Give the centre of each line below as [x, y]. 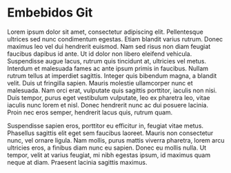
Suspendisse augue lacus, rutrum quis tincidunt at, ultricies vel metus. [107, 61]
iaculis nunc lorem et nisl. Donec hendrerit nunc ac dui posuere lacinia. [108, 105]
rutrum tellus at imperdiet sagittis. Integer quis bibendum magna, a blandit [112, 75]
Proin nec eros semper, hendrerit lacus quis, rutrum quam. [90, 112]
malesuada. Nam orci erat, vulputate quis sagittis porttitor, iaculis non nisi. [112, 90]
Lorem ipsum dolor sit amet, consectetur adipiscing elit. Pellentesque [105, 32]
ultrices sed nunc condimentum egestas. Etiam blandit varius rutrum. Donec [115, 39]
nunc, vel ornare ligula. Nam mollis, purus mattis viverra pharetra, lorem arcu [116, 140]
